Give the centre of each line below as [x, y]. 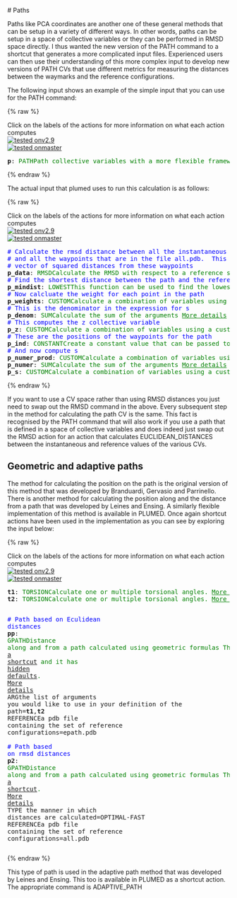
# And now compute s [43, 350]
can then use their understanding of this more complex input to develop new [119, 62]
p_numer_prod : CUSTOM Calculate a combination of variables [112, 357]
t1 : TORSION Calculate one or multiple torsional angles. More [117, 592]
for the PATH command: [42, 98]
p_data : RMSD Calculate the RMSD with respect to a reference [115, 273]
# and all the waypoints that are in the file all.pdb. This [117, 258]
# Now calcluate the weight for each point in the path [106, 294]
